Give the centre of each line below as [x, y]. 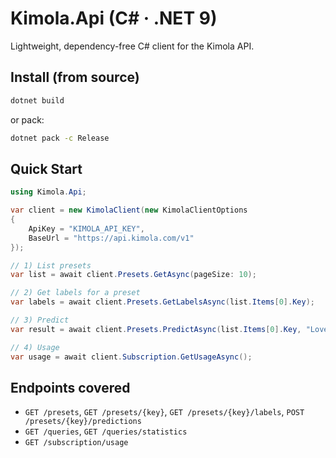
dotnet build [37, 100]
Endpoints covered [70, 387]
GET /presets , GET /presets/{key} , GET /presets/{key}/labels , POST [164, 412]
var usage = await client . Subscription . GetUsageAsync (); [131, 357]
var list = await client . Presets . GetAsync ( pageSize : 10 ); [133, 275]
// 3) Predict [40, 320]
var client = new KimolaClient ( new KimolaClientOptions [129, 210]
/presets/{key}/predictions [83, 422]
